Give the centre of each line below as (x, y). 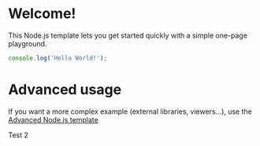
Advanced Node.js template (53, 119)
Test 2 (19, 135)
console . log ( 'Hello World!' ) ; (58, 58)
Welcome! (42, 14)
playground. (28, 43)
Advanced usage (65, 89)
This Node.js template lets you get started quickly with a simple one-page (128, 35)
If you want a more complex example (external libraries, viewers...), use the (130, 111)
